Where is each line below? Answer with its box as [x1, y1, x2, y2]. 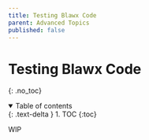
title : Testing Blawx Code [8, 11, 97, 20]
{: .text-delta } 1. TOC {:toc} [8, 109, 97, 119]
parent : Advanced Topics [8, 19, 90, 27]
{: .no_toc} [8, 86, 42, 95]
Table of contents [15, 101, 73, 111]
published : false [8, 26, 65, 34]
